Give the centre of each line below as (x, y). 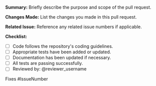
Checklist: (16, 36)
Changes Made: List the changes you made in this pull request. (71, 17)
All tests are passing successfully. (48, 63)
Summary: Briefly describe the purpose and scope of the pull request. (78, 7)
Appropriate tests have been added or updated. (62, 52)
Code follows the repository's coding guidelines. (63, 46)
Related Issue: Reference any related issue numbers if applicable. (73, 27)
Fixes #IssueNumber (27, 79)
